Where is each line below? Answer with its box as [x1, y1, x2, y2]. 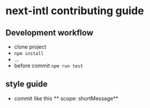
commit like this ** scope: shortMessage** [14, 94, 119, 102]
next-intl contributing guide [5, 4, 144, 18]
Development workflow [5, 28, 94, 38]
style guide [5, 79, 48, 89]
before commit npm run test [14, 62, 83, 69]
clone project [14, 43, 47, 50]
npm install [14, 51, 44, 57]
